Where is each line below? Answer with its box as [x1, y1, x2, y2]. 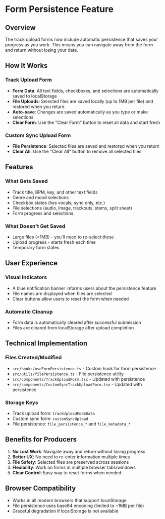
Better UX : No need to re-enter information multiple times [12, 454, 130, 460]
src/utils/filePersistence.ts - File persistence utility [12, 371, 124, 377]
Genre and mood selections [12, 194, 69, 200]
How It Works [5, 61, 48, 70]
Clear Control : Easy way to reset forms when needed [12, 469, 121, 476]
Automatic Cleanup [5, 308, 53, 315]
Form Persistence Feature [5, 3, 114, 15]
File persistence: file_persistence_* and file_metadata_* [12, 420, 131, 426]
